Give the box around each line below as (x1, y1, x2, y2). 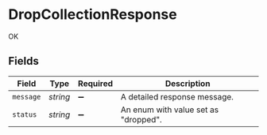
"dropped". (120, 114, 163, 125)
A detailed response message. (120, 91, 234, 102)
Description (164, 77, 211, 88)
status (12, 110, 37, 119)
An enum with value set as (120, 104, 219, 115)
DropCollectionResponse (8, 6, 177, 24)
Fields (8, 54, 40, 68)
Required (78, 77, 114, 88)
